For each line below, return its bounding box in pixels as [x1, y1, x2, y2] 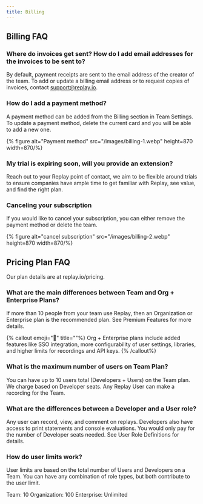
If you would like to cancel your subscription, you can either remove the [6, 215, 185, 222]
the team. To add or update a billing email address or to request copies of [6, 77, 190, 85]
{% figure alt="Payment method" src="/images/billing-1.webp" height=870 [6, 137, 193, 145]
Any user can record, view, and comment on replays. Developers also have [6, 418, 193, 425]
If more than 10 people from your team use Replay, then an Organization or [6, 310, 193, 317]
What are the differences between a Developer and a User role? [6, 404, 197, 413]
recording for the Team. [6, 389, 65, 397]
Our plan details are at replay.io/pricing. [6, 273, 105, 281]
